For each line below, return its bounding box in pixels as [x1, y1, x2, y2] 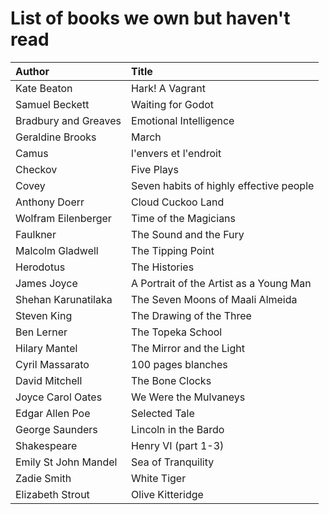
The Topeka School [131, 325, 223, 339]
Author [15, 64, 50, 78]
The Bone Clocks [131, 373, 212, 387]
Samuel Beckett [15, 97, 90, 111]
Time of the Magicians [131, 211, 237, 225]
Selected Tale [131, 406, 195, 420]
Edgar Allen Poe [15, 406, 91, 420]
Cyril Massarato [15, 357, 90, 371]
